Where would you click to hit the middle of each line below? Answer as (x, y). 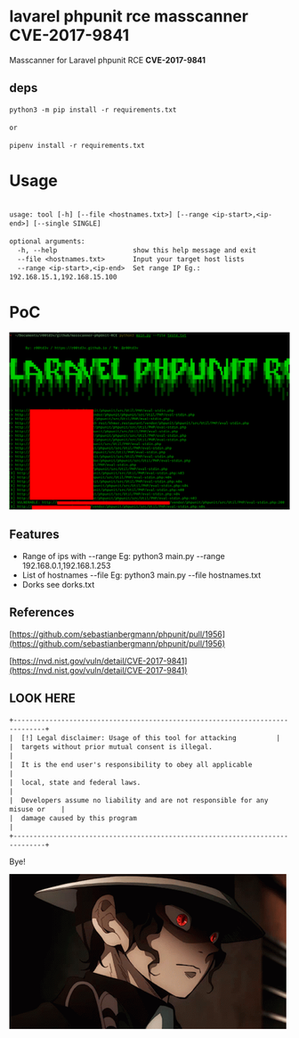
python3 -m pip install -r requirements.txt (93, 110)
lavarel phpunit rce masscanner (129, 16)
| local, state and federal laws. (75, 782)
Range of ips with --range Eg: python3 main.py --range (123, 556)
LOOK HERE (42, 699)
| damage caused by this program (73, 818)
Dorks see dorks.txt (58, 584)
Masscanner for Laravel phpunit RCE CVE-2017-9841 (108, 60)
